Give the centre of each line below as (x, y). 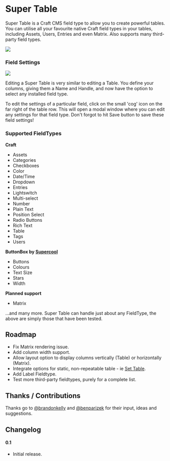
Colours (21, 267)
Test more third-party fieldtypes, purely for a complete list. (74, 380)
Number (21, 203)
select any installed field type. (37, 94)
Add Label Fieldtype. (34, 374)
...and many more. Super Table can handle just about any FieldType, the (81, 313)
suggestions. (19, 413)
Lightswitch (25, 193)
